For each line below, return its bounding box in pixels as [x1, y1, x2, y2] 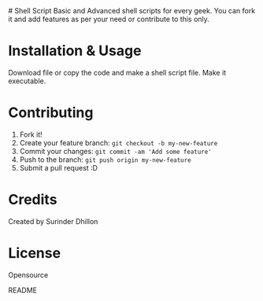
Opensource [8, 270, 49, 280]
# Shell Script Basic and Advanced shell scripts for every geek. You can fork [8, 6, 256, 15]
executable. [8, 76, 46, 86]
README [8, 285, 38, 295]
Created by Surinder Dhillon [8, 216, 98, 226]
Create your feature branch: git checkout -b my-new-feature [19, 138, 218, 147]
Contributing [8, 104, 94, 122]
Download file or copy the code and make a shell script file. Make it [8, 68, 227, 77]
